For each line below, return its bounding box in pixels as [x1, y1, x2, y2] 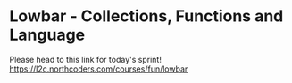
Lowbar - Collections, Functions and [9, 6, 284, 26]
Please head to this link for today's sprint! [9, 54, 163, 64]
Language [9, 25, 86, 45]
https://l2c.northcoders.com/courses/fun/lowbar [9, 64, 188, 74]
